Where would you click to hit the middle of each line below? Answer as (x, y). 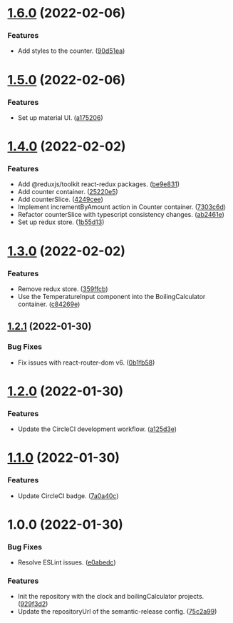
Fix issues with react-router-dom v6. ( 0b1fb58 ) (86, 363)
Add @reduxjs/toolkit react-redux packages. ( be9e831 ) (99, 184)
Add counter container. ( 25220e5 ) (68, 192)
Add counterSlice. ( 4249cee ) (60, 199)
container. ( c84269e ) (49, 304)
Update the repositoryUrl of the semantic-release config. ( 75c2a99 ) (117, 612)
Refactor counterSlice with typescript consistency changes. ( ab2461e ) (121, 215)
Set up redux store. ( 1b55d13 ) (61, 222)
